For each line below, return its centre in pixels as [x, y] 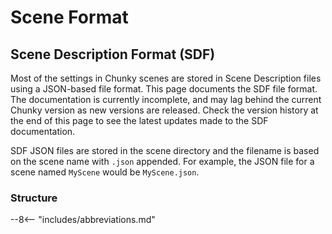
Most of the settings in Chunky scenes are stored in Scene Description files [166, 78]
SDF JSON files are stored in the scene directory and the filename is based [165, 150]
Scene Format [69, 17]
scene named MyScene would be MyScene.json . [105, 172]
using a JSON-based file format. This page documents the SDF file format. [164, 89]
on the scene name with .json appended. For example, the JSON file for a [162, 161]
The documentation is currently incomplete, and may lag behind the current [166, 99]
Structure [34, 198]
